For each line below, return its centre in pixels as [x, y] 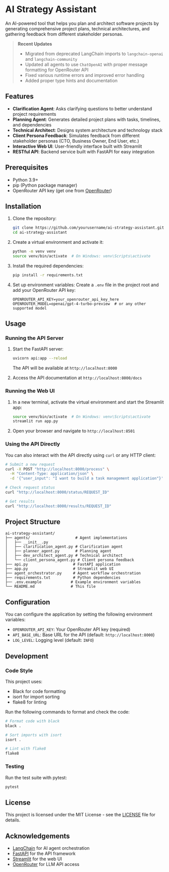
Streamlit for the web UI [37, 859]
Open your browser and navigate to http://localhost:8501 [74, 431]
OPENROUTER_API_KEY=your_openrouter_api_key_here [66, 299]
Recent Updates [35, 43]
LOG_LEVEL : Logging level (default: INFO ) [53, 640]
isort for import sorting [36, 696]
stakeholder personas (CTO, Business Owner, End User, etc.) [76, 141]
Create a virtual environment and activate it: [58, 242]
